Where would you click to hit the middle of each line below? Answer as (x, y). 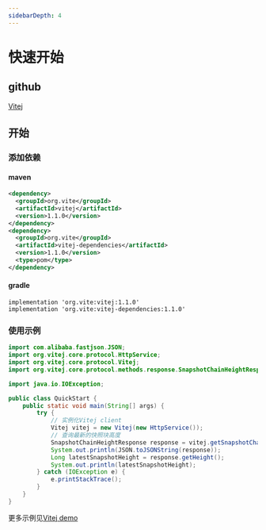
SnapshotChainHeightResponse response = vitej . (131, 442)
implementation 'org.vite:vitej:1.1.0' (74, 302)
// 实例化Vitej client (86, 421)
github (25, 87)
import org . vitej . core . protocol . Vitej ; (74, 363)
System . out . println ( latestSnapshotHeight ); (123, 465)
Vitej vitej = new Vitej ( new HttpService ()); (127, 428)
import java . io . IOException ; (56, 384)
